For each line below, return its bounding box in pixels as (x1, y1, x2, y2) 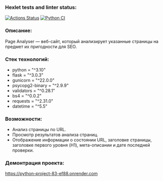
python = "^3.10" (12, 67, 46, 72)
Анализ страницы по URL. (12, 127, 67, 133)
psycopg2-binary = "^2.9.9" (12, 82, 69, 88)
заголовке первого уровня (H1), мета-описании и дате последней (12, 142, 150, 148)
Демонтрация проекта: (5, 159, 65, 166)
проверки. (12, 147, 34, 153)
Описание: (5, 27, 32, 34)
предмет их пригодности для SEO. (5, 44, 77, 49)
